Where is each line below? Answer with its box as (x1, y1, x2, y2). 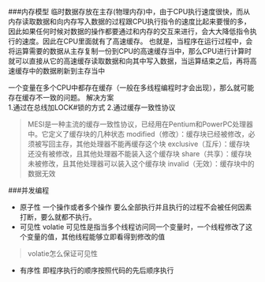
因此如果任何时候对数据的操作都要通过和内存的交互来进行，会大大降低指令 (8, 27, 250, 36)
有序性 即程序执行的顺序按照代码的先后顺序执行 (19, 265, 174, 275)
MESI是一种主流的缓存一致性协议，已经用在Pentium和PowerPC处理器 (27, 119, 254, 129)
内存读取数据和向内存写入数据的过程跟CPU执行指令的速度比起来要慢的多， (8, 17, 251, 26)
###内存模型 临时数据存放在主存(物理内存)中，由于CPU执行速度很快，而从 (8, 7, 251, 16)
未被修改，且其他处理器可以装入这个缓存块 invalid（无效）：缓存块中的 (27, 159, 255, 168)
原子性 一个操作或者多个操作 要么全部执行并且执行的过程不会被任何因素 (19, 202, 252, 212)
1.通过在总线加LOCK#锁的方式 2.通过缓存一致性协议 (8, 103, 176, 112)
